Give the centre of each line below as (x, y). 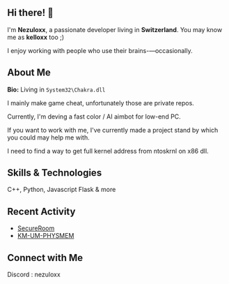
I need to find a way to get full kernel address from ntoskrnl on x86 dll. (108, 151)
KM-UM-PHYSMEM (46, 236)
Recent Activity (41, 211)
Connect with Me (45, 258)
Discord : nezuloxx (34, 275)
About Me (29, 73)
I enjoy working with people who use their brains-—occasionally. (100, 50)
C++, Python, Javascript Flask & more (62, 190)
